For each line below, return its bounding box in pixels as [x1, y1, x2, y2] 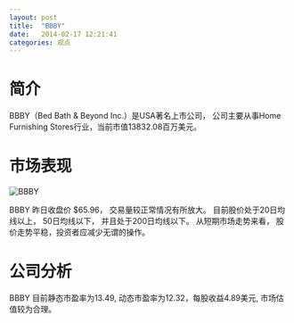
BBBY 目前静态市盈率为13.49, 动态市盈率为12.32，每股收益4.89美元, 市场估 [9, 293, 284, 303]
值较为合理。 [9, 304, 56, 315]
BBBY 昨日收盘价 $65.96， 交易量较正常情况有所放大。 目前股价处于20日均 [9, 204, 285, 215]
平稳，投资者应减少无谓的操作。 [32, 227, 150, 237]
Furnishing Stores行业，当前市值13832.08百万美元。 [9, 121, 202, 132]
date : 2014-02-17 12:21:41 [9, 29, 118, 38]
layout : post [9, 12, 58, 22]
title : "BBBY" [9, 21, 66, 30]
